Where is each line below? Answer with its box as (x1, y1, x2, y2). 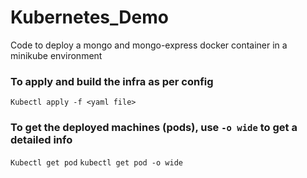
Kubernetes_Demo (10, 6, 169, 29)
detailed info (10, 133, 73, 147)
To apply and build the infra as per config (10, 74, 214, 88)
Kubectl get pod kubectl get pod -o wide (10, 157, 183, 168)
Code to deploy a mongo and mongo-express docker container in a (10, 39, 288, 51)
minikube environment (10, 49, 103, 61)
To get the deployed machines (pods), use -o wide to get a (10, 121, 298, 135)
